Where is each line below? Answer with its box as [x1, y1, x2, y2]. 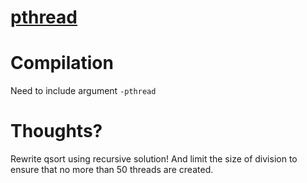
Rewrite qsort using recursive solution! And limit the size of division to [10, 153, 298, 165]
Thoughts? [10, 120, 103, 143]
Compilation [10, 52, 114, 75]
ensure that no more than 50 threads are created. [10, 164, 214, 176]
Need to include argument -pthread [10, 85, 157, 97]
